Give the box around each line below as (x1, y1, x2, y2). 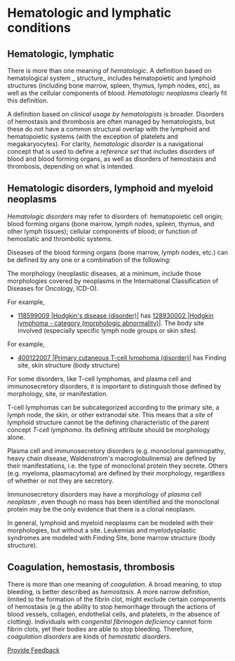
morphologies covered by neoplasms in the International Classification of (7, 276, 219, 285)
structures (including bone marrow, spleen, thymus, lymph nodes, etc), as (7, 81, 220, 89)
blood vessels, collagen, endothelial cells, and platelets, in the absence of (7, 610, 220, 618)
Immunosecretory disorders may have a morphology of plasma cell (7, 490, 202, 498)
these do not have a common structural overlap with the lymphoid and (7, 125, 210, 133)
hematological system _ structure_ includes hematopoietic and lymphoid (7, 74, 216, 82)
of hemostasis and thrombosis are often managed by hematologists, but (7, 117, 215, 126)
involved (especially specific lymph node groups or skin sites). (17, 326, 199, 334)
